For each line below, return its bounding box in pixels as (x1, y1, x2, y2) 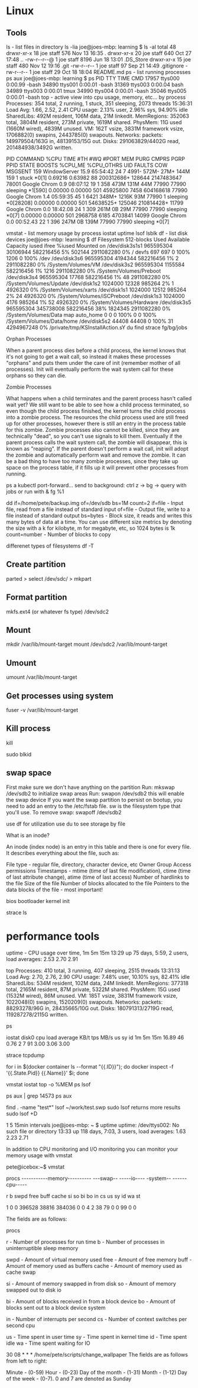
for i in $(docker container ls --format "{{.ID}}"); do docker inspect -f (6, 1063, 174, 1070)
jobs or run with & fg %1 (6, 488, 64, 495)
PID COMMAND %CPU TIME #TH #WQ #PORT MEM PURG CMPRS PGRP (6, 156, 185, 162)
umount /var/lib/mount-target (6, 674, 77, 681)
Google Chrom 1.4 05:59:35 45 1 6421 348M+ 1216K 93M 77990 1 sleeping (6, 193, 188, 200)
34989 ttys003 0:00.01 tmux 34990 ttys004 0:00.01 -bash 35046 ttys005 (6, 88, 187, 94)
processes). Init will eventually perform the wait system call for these (6, 365, 174, 373)
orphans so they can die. (6, 372, 67, 379)
